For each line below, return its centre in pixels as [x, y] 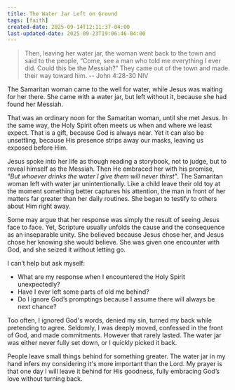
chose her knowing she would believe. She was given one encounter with [113, 242]
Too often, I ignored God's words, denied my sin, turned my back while [110, 320]
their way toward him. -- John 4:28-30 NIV [86, 76]
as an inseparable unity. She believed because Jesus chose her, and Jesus [116, 235]
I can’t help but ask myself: [46, 264]
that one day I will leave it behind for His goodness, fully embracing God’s [113, 371]
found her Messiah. [35, 104]
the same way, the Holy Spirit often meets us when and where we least [110, 125]
